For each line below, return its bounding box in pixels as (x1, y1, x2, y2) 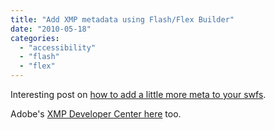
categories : (10, 33, 60, 43)
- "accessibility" (19, 42, 97, 53)
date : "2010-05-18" (10, 24, 92, 34)
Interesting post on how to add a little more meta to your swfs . (10, 89, 267, 100)
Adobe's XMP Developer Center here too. (10, 108, 182, 120)
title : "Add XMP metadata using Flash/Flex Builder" (10, 14, 235, 25)
